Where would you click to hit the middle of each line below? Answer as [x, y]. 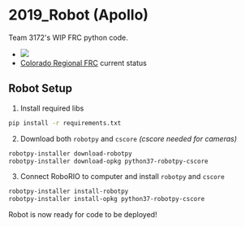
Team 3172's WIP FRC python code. [68, 37]
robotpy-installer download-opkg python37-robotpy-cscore [108, 161]
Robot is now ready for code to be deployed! [83, 215]
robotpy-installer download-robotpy [70, 153]
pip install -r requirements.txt [65, 123]
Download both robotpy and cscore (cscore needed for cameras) [129, 138]
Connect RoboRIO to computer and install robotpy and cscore [122, 177]
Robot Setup [41, 88]
